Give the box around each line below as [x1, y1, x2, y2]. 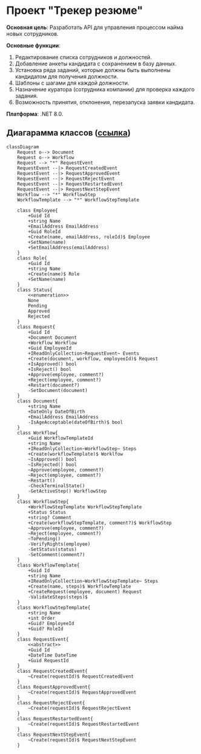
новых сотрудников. [6, 30, 59, 37]
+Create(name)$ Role [28, 270, 80, 277]
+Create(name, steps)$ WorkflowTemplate [28, 583, 131, 589]
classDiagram [6, 143, 39, 150]
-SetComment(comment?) [28, 551, 85, 557]
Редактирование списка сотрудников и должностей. [15, 53, 153, 61]
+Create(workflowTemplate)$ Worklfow [28, 451, 123, 457]
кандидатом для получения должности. [15, 73, 119, 80]
